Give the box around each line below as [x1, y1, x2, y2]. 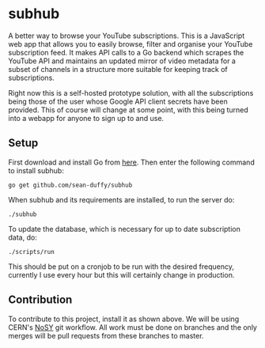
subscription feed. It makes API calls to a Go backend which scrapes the [8, 47, 244, 57]
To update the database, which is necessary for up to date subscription [8, 224, 241, 233]
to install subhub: [8, 165, 65, 175]
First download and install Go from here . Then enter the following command [8, 157, 255, 167]
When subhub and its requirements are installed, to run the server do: [8, 195, 235, 204]
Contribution [8, 293, 73, 307]
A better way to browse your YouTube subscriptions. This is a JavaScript [8, 31, 245, 40]
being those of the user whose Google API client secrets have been [8, 96, 228, 106]
